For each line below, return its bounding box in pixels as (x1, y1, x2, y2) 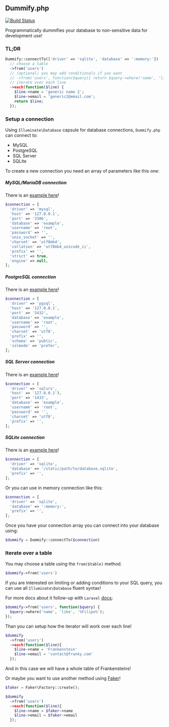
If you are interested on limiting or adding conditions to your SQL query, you (5, 580, 162, 586)
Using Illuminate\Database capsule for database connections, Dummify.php (5, 127, 160, 133)
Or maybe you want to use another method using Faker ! (5, 676, 121, 682)
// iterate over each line (10, 80, 66, 85)
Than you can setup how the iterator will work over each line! (5, 623, 132, 629)
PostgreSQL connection (5, 273, 56, 279)
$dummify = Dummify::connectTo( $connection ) (5, 537, 100, 543)
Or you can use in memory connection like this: (5, 484, 103, 491)
